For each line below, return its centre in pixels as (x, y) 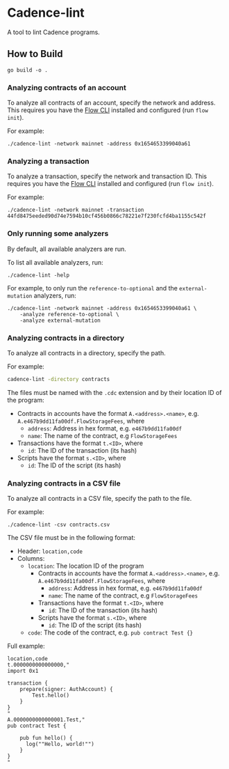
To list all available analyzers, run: (56, 262)
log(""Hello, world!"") (60, 744)
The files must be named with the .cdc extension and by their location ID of (114, 392)
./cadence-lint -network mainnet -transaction (76, 210)
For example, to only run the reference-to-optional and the (93, 288)
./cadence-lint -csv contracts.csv (59, 525)
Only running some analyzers (58, 233)
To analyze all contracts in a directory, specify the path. (86, 352)
